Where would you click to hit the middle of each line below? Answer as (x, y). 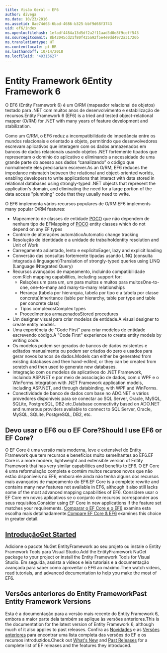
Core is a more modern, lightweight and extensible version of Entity (74, 461)
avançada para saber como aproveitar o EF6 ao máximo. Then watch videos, (83, 567)
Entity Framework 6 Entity (59, 81)
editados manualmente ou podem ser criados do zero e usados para (82, 351)
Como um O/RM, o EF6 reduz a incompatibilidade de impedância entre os (80, 136)
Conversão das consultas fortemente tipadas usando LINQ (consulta (83, 256)
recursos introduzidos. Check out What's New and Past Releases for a (76, 640)
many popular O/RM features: (35, 209)
